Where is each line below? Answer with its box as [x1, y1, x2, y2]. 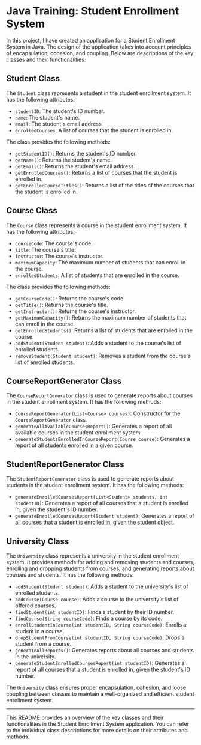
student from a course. [14, 640, 72, 647]
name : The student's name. [14, 114, 80, 121]
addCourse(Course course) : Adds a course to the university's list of [14, 596, 179, 603]
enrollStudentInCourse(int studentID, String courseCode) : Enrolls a [14, 621, 187, 628]
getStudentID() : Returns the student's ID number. [14, 150, 138, 157]
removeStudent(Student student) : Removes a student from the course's [14, 352, 191, 359]
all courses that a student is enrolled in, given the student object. [14, 518, 175, 526]
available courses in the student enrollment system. [14, 429, 142, 436]
